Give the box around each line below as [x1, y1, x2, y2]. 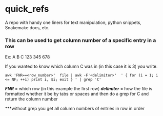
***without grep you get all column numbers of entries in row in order [5, 106, 145, 112]
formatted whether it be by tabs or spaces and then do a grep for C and [5, 91, 149, 97]
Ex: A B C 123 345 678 [5, 54, 50, 60]
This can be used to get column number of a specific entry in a [5, 37, 156, 43]
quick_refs [5, 3, 49, 15]
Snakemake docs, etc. [5, 24, 50, 30]
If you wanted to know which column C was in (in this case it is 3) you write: [5, 63, 158, 69]
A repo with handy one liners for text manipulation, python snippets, [5, 19, 142, 25]
